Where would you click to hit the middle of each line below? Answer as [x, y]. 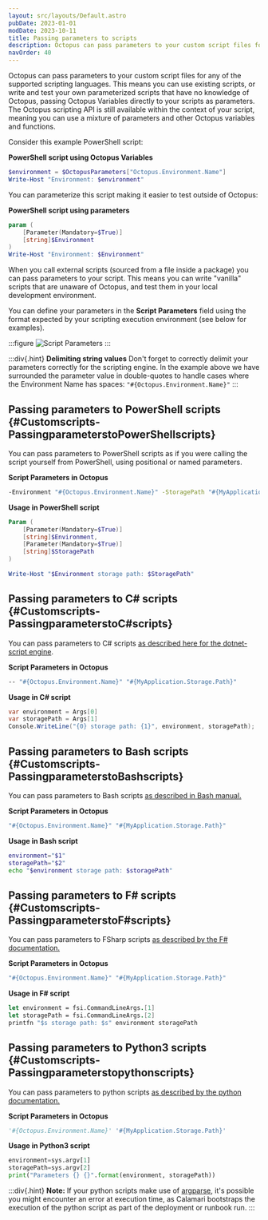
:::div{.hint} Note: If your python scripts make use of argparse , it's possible [131, 1190]
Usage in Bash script [43, 840]
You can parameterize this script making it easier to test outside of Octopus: [133, 195]
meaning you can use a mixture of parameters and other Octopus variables [132, 118]
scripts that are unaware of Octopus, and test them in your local [113, 287]
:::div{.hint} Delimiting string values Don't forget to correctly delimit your [128, 359]
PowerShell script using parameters [69, 210]
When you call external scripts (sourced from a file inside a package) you [128, 270]
